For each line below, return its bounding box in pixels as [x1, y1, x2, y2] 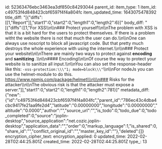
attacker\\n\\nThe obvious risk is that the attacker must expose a [5, 82, 134, 87]
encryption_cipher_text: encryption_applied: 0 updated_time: [5, 133, 126, 139]
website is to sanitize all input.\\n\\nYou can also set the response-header [5, 61, 152, 67]
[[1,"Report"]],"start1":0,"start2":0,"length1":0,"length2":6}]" [5, 19, 123, 25]
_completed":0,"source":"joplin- [5, 113, 69, 118]
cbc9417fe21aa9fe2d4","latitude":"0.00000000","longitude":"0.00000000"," [5, 102, 158, 108]
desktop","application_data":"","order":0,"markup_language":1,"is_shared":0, [5, 123, 158, 129]
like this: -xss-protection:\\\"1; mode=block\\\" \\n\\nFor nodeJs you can [5, 66, 154, 72]
